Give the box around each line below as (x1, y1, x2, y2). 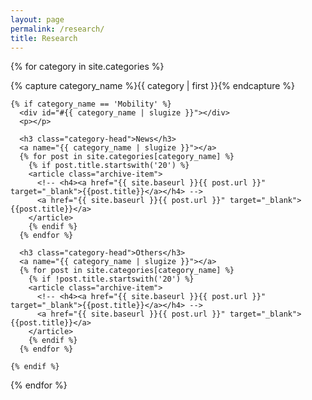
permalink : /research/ (10, 24, 105, 34)
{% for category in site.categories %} (10, 61, 165, 73)
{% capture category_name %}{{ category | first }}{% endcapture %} (10, 80, 296, 92)
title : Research (10, 33, 78, 43)
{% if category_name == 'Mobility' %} (10, 99, 172, 110)
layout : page (10, 14, 65, 25)
